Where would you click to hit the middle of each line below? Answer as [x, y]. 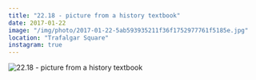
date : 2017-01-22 [37, 23]
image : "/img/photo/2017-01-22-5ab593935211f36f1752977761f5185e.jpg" [128, 30]
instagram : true [35, 45]
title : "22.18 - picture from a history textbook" [94, 15]
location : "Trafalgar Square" [59, 38]
